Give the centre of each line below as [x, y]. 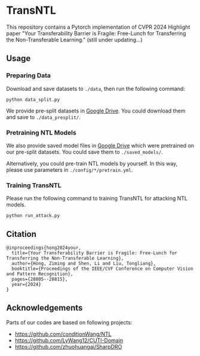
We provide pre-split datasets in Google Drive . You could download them [96, 111]
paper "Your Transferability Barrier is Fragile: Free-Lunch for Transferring [96, 33]
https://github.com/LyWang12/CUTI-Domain [69, 340]
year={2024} [27, 285]
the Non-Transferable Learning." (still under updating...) [75, 39]
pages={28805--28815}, [40, 279]
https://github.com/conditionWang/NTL [63, 334]
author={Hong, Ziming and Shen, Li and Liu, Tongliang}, [84, 264]
